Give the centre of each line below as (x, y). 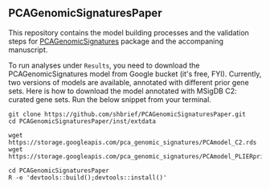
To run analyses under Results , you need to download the (104, 65)
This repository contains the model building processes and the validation (129, 32)
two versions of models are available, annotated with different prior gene (129, 82)
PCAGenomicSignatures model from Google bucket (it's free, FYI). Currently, (135, 74)
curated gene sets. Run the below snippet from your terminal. (110, 99)
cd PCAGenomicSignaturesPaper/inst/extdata (82, 121)
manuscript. (28, 49)
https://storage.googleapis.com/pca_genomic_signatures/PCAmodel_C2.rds (133, 142)
